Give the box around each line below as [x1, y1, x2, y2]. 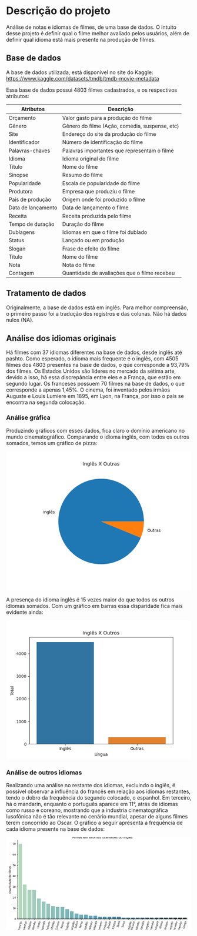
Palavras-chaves [8, 147, 51, 154]
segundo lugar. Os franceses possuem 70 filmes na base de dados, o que [6, 380, 185, 387]
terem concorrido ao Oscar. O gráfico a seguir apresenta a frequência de [6, 819, 183, 826]
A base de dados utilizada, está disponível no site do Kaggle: [6, 69, 154, 76]
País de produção [8, 196, 52, 203]
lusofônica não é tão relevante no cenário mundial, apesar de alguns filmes [6, 813, 188, 820]
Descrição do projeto [6, 4, 111, 18]
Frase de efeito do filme [62, 245, 119, 252]
